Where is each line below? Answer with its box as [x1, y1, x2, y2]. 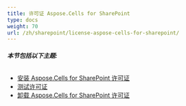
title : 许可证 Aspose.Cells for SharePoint [7, 10, 130, 17]
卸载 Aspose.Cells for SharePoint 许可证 [16, 91, 130, 100]
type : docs [7, 17, 38, 23]
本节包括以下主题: [7, 51, 58, 59]
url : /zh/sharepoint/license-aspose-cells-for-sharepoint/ [7, 29, 180, 36]
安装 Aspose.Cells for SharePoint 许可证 [16, 74, 130, 83]
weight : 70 [7, 23, 38, 30]
